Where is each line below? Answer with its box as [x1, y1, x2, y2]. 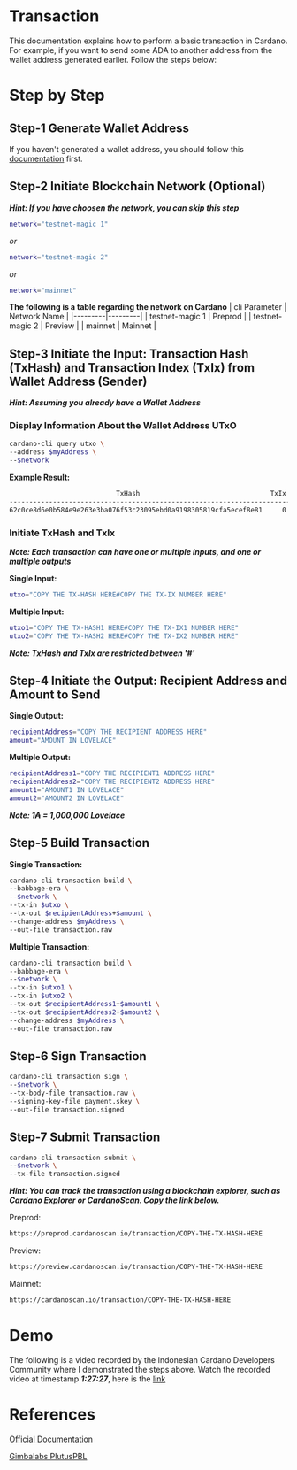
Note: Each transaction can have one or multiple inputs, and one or [9, 547, 262, 558]
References [9, 1405, 95, 1424]
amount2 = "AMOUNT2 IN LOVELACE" [9, 794, 125, 803]
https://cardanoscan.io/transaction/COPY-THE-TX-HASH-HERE [9, 1295, 232, 1305]
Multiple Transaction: [9, 941, 90, 952]
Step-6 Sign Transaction [9, 1049, 148, 1064]
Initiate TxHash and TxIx [9, 527, 116, 539]
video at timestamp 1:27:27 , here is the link [9, 1374, 166, 1384]
